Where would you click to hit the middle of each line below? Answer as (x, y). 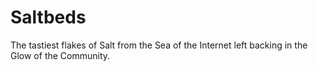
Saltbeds (48, 17)
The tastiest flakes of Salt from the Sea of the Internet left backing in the (159, 45)
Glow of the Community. (60, 55)
